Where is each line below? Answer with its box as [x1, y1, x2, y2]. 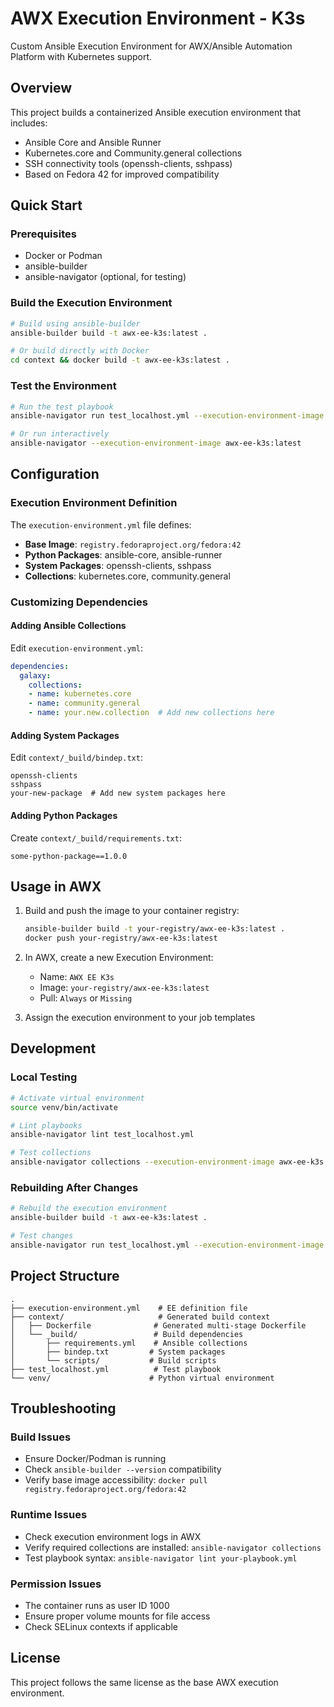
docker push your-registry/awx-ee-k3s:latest [24, 933, 218, 944]
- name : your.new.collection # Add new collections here [28, 708, 275, 718]
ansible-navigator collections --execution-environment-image [10, 1157, 275, 1167]
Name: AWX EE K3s [39, 971, 115, 983]
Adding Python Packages [10, 809, 118, 821]
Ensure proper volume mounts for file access [24, 1610, 211, 1622]
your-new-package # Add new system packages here [10, 788, 226, 799]
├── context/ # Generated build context [10, 1312, 271, 1322]
